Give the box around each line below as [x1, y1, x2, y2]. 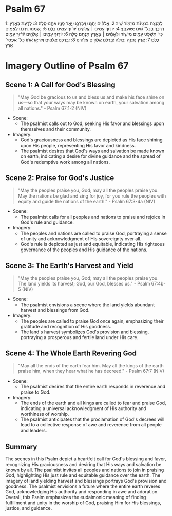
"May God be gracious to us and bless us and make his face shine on [17, 94, 165, 100]
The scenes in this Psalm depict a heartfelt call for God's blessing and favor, [5, 456, 166, 462]
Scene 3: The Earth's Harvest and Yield [5, 261, 133, 270]
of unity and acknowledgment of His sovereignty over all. [20, 235, 142, 242]
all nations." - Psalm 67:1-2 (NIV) [17, 105, 87, 111]
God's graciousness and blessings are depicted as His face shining [20, 137, 163, 143]
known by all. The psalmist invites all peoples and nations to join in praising [5, 467, 164, 473]
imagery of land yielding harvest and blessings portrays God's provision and [5, 478, 167, 484]
